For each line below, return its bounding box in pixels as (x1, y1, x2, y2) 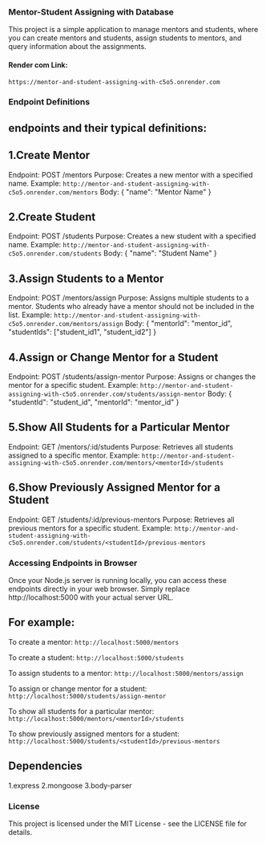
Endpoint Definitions (8, 96, 91, 108)
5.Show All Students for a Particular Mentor (8, 421, 230, 434)
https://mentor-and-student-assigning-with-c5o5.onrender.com (8, 78, 220, 86)
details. (8, 827, 33, 837)
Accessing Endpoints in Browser (8, 557, 138, 568)
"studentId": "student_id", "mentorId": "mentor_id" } (8, 397, 179, 407)
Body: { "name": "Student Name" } (103, 248, 218, 259)
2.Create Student (8, 210, 96, 224)
